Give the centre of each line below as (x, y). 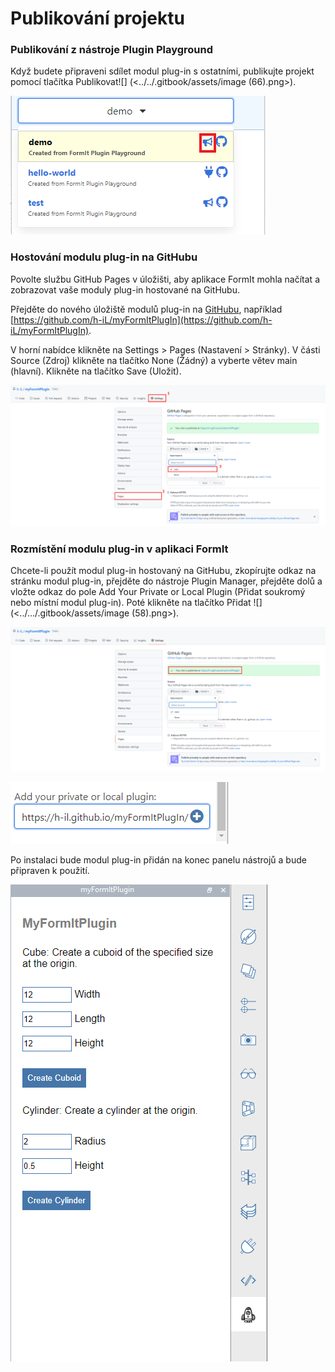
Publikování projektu (97, 18)
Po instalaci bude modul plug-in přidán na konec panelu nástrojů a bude (158, 859)
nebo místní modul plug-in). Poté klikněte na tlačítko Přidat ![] (136, 603)
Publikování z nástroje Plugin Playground (112, 50)
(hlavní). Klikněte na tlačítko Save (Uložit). (96, 371)
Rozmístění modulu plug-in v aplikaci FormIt (119, 549)
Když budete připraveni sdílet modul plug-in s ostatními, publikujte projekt (162, 71)
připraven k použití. (50, 870)
